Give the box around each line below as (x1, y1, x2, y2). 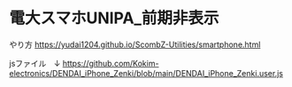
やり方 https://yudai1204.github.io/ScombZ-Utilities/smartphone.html (9, 39, 261, 50)
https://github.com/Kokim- (62, 58, 159, 68)
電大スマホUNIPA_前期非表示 (9, 8, 219, 28)
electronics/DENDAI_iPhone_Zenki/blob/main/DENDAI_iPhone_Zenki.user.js (9, 67, 283, 78)
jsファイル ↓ (9, 58, 61, 68)
